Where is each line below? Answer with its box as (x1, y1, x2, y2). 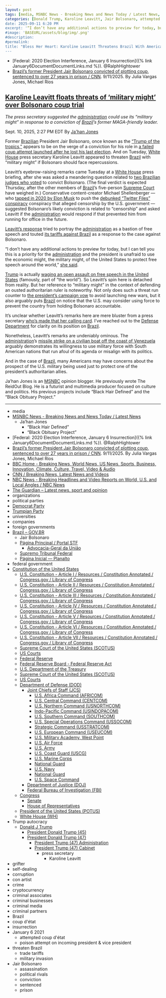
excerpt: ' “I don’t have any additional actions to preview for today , (5, 26, 156, 31)
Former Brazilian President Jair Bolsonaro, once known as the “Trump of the (5, 138, 160, 144)
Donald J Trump (19, 824, 53, 830)
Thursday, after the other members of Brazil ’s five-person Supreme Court (5, 185, 155, 191)
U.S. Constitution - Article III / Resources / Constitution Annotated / (19, 592, 156, 598)
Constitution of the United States (12, 566, 79, 572)
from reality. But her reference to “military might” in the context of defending (5, 282, 161, 288)
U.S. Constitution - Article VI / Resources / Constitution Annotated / (19, 624, 157, 630)
